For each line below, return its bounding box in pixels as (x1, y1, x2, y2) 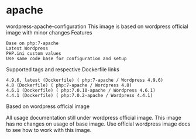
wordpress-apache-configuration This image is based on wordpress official (6, 23, 188, 30)
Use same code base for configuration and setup (6, 55, 127, 61)
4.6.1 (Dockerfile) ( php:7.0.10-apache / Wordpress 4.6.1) (6, 87, 156, 93)
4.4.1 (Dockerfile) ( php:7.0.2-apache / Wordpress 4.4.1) (6, 92, 153, 98)
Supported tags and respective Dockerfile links (6, 65, 120, 73)
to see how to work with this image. (6, 126, 92, 133)
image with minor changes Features (6, 29, 92, 36)
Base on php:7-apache (6, 40, 59, 46)
